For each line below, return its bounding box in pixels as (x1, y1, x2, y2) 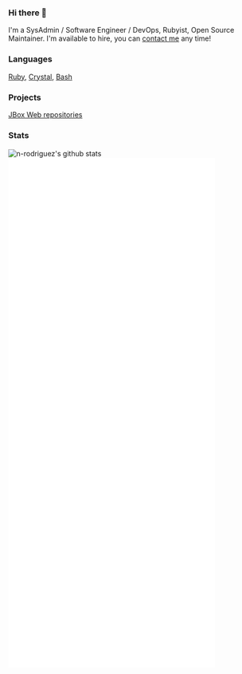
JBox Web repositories (8, 109, 83, 119)
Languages (8, 53, 53, 65)
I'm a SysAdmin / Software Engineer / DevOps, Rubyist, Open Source (8, 26, 235, 35)
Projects (8, 92, 41, 103)
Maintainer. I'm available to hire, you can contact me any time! (8, 34, 212, 43)
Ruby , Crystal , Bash (8, 72, 73, 81)
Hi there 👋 (8, 7, 48, 18)
